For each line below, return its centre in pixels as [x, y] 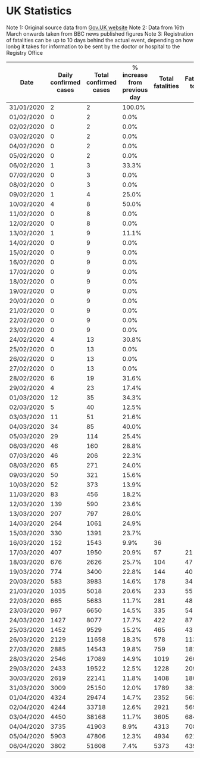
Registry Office [25, 52]
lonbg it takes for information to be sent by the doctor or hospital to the [93, 46]
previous [135, 89]
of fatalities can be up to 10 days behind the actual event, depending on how [100, 40]
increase [135, 74]
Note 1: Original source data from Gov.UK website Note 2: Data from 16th [95, 27]
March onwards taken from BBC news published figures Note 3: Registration [100, 33]
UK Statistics [39, 11]
